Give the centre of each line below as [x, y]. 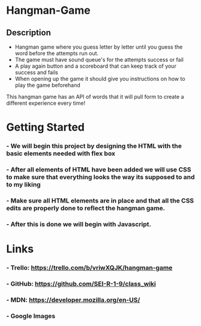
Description [28, 33]
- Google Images [31, 316]
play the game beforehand [48, 85]
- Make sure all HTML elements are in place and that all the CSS [100, 200]
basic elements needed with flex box [61, 153]
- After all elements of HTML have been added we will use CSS [99, 170]
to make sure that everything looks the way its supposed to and [100, 177]
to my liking [23, 185]
